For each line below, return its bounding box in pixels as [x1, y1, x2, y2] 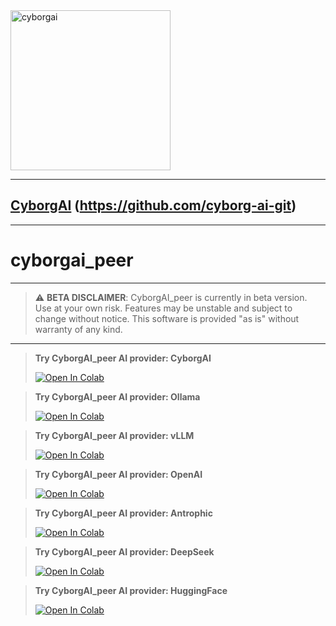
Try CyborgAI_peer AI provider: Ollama [34, 390, 201, 403]
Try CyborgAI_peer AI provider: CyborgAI [34, 352, 212, 364]
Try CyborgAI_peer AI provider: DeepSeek [34, 545, 215, 558]
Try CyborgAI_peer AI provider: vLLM [34, 429, 195, 441]
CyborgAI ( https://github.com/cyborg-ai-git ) [10, 197, 297, 214]
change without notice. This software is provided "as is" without [34, 312, 300, 324]
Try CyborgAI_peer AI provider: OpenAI [34, 468, 203, 480]
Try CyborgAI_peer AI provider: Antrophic [34, 507, 213, 519]
